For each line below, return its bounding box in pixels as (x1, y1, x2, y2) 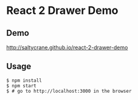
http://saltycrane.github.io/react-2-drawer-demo (6, 44, 128, 51)
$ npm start (6, 82, 36, 88)
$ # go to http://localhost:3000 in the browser (6, 88, 132, 94)
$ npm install (6, 77, 43, 84)
